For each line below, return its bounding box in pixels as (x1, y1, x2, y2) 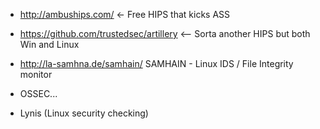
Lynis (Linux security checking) (19, 107, 149, 119)
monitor (19, 69, 53, 80)
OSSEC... (19, 88, 58, 99)
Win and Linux (19, 39, 80, 50)
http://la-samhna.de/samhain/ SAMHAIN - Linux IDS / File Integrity (19, 58, 294, 69)
